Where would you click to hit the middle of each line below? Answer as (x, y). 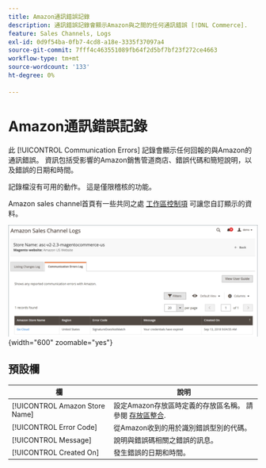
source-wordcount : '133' (49, 67)
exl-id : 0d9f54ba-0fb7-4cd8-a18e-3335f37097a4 (86, 42)
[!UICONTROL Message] (52, 439)
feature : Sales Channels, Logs (60, 33)
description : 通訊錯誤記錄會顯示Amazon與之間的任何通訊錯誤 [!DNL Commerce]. (128, 25)
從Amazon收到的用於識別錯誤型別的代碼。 (182, 428)
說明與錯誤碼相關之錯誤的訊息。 (165, 440)
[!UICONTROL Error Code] (54, 428)
